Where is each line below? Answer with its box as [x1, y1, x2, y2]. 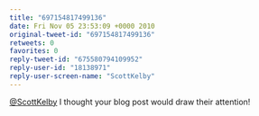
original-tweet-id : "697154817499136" [9, 30, 155, 39]
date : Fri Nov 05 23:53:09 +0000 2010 [9, 22, 155, 31]
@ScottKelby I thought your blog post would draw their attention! [9, 96, 251, 107]
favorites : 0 [9, 47, 59, 56]
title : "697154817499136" [9, 13, 106, 22]
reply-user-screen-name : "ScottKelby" [9, 72, 155, 81]
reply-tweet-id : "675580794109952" [9, 55, 143, 64]
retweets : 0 [9, 38, 54, 48]
